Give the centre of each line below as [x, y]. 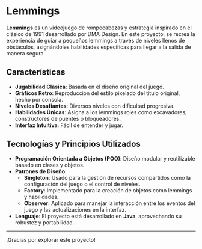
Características [36, 72]
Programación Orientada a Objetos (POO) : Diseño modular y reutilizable [105, 158]
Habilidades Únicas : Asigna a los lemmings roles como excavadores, [101, 112]
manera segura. [26, 53]
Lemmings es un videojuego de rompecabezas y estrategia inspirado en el [99, 28]
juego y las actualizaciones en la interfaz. [75, 209]
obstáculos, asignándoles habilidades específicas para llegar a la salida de [99, 47]
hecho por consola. [39, 99]
